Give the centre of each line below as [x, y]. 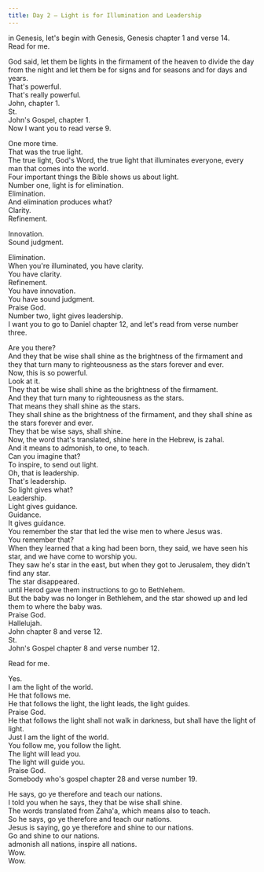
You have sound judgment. [51, 299]
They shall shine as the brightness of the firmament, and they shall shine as [130, 414]
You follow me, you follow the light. [65, 745]
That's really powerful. [44, 94]
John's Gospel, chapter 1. [49, 119]
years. [18, 78]
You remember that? [41, 540]
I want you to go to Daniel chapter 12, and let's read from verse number [123, 324]
